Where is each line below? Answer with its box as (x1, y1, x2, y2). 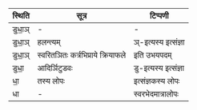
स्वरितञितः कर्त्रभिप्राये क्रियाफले (37, 49, 127, 61)
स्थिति (12, 10, 30, 21)
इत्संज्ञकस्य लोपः (133, 76, 180, 86)
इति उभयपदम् (133, 49, 172, 61)
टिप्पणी (149, 10, 170, 21)
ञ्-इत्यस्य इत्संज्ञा (133, 37, 186, 47)
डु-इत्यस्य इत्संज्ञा (133, 63, 184, 73)
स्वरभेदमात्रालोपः (133, 88, 179, 99)
